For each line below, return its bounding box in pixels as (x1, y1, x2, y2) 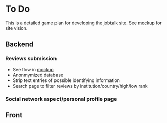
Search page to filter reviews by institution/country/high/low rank (12, 83, 148, 89)
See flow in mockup (12, 66, 54, 72)
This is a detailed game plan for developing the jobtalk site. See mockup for (5, 20, 162, 26)
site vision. (5, 25, 28, 31)
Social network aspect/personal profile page (5, 95, 117, 102)
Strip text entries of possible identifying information (12, 77, 120, 84)
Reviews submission (5, 55, 57, 62)
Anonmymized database (12, 72, 64, 78)
